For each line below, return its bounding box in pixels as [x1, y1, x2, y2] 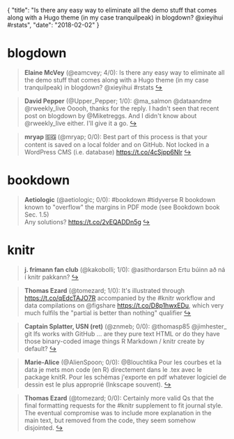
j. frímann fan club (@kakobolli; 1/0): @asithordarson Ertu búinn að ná [24, 265, 226, 273]
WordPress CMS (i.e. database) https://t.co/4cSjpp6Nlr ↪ [24, 147, 192, 156]
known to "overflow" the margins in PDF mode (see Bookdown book [24, 203, 221, 211]
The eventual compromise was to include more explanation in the [24, 408, 212, 417]
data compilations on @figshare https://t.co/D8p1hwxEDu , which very [24, 301, 224, 310]
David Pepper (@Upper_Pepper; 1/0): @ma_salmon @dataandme [24, 96, 212, 105]
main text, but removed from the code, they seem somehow [24, 416, 196, 424]
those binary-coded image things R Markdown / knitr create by [24, 337, 205, 345]
